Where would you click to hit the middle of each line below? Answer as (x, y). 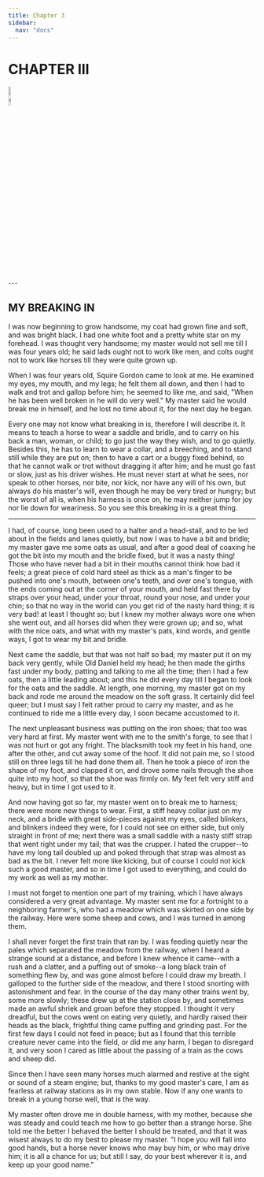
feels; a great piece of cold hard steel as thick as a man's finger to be (120, 573)
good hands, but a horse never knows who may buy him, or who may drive (129, 1148)
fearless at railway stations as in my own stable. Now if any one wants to (126, 1091)
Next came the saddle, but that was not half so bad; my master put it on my (130, 655)
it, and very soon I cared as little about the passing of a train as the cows (126, 1051)
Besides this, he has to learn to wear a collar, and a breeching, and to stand (130, 449)
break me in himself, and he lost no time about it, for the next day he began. (130, 409)
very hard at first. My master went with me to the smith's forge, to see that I (130, 737)
